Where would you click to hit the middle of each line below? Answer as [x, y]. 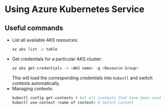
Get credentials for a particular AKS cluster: [57, 59]
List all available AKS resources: [45, 40]
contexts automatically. [36, 83]
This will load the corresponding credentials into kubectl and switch [82, 78]
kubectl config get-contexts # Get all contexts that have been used [87, 98]
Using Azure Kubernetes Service [74, 9]
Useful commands [34, 28]
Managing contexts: [32, 88]
